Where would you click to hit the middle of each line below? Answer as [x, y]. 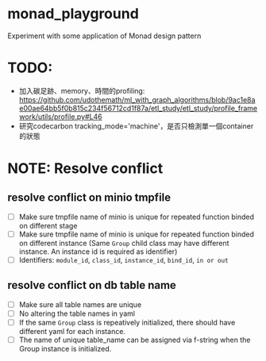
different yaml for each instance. [72, 332]
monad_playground [73, 14]
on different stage [48, 225]
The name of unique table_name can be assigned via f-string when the [135, 340]
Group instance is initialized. [65, 349]
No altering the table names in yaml [77, 313]
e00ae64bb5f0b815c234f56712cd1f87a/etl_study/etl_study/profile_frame [138, 108]
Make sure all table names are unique [80, 304]
